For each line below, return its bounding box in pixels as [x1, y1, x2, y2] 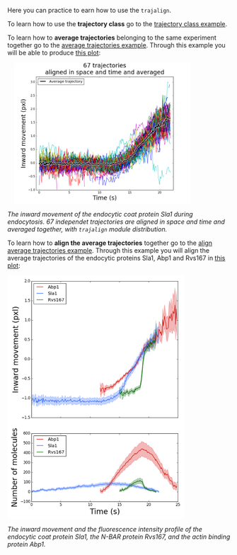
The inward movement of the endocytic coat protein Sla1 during [7, 210, 193, 218]
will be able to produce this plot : [7, 49, 101, 57]
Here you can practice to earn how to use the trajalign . [7, 6, 172, 14]
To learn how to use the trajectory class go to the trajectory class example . [7, 20, 228, 28]
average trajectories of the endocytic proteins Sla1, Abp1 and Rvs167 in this [7, 254, 226, 262]
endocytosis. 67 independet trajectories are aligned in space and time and [7, 217, 225, 226]
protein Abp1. [7, 539, 46, 548]
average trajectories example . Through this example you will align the [7, 246, 210, 254]
